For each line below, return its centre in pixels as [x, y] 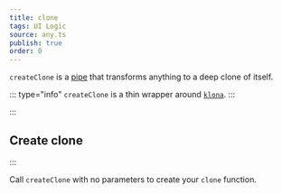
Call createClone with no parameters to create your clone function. [133, 179]
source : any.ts [38, 34]
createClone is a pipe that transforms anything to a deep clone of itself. [141, 77]
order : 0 [26, 51]
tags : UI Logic [38, 26]
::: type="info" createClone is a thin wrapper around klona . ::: [122, 95]
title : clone [34, 18]
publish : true [36, 43]
